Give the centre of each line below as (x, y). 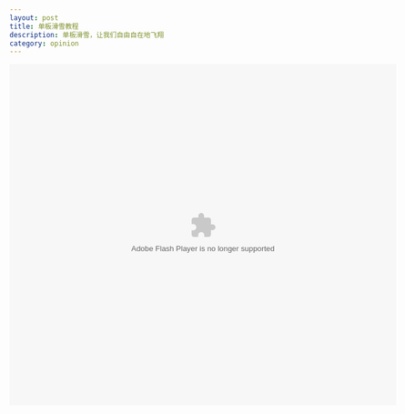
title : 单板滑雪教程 (44, 26)
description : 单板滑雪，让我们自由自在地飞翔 (87, 35)
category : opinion (44, 43)
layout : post (34, 18)
